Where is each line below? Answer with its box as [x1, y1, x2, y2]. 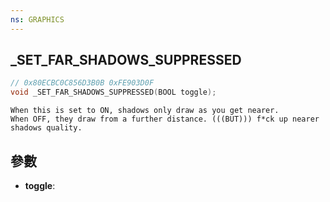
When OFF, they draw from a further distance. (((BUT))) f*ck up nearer [10, 114, 320, 125]
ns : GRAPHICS [10, 14, 65, 25]
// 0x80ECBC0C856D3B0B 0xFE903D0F [10, 78, 155, 88]
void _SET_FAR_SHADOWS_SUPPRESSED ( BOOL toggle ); [10, 87, 217, 98]
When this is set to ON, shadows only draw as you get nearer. [10, 106, 280, 116]
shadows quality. [10, 123, 83, 133]
